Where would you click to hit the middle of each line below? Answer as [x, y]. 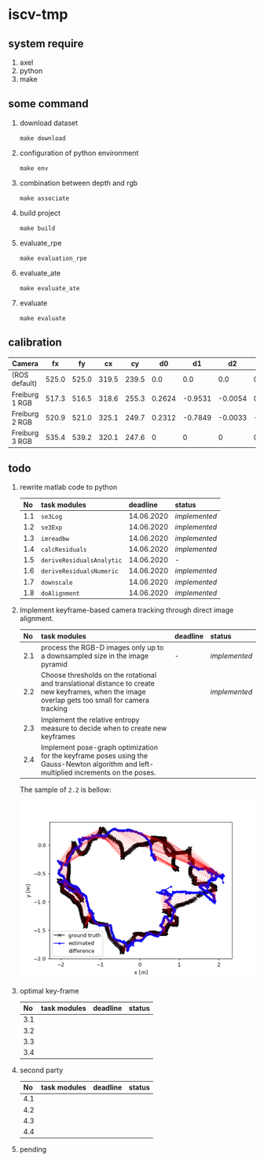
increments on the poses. [115, 772]
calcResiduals [64, 550]
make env [34, 168]
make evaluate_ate [49, 288]
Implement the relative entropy [90, 720]
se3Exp [51, 528]
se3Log [51, 517]
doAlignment [60, 593]
